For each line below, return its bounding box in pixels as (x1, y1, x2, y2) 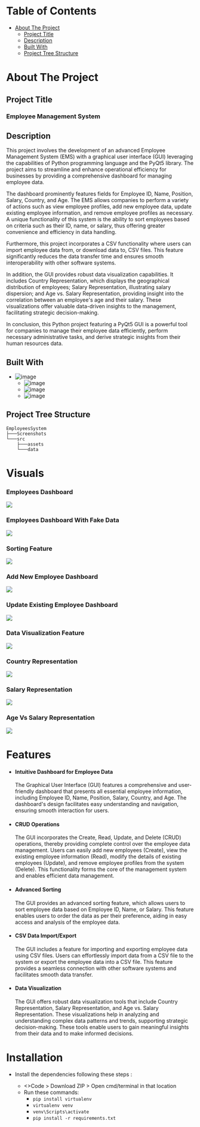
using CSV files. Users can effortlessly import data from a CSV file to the (14, 952, 194, 959)
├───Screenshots (6, 431, 47, 437)
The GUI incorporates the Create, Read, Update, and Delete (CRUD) (14, 834, 181, 841)
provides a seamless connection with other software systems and (14, 964, 177, 972)
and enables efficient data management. (14, 872, 115, 879)
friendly (14, 788, 35, 795)
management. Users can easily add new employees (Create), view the (14, 847, 188, 854)
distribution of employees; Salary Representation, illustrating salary (6, 284, 171, 291)
